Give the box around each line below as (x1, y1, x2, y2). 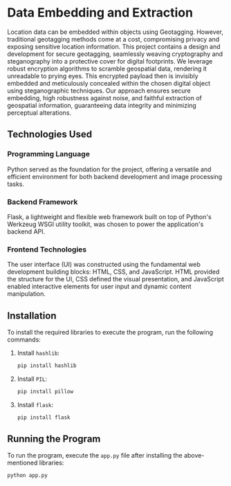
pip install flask (17, 413, 71, 421)
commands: (7, 335, 41, 344)
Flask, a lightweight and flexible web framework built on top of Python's (7, 212, 212, 221)
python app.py (7, 472, 48, 479)
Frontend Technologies (7, 244, 87, 254)
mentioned (7, 458, 38, 467)
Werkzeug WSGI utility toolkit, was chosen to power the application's (7, 220, 204, 228)
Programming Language (7, 149, 90, 159)
